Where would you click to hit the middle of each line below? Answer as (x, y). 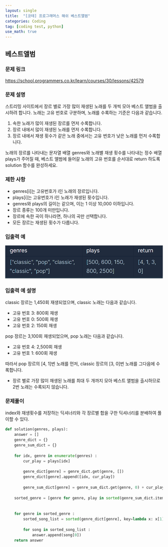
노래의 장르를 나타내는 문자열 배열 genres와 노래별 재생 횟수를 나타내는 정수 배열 (84, 153)
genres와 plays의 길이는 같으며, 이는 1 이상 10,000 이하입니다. (73, 204)
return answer (29, 540)
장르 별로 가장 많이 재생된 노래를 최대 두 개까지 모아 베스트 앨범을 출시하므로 (86, 381)
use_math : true (21, 32)
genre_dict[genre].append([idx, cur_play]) (69, 477)
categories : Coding (25, 21)
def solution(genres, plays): (37, 429)
